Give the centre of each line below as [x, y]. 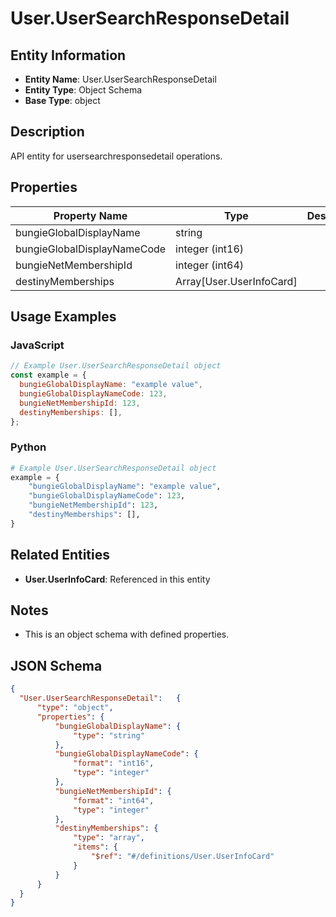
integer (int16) [210, 249]
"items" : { [95, 847]
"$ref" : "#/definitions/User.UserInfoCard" [182, 857]
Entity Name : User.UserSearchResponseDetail [120, 79]
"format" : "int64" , [114, 800]
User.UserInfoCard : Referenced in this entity [117, 579]
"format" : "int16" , [114, 763]
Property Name [90, 215]
